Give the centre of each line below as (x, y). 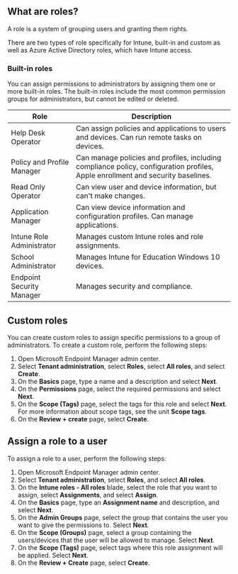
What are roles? (43, 12)
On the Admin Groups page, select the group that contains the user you (123, 517)
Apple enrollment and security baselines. (143, 175)
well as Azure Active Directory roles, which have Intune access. (100, 50)
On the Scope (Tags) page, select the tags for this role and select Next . (122, 404)
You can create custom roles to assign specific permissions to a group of (114, 337)
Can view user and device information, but (146, 187)
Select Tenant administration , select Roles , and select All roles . (112, 480)
